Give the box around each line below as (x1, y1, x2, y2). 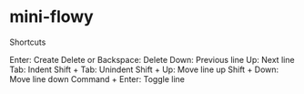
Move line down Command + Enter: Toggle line (9, 73, 185, 84)
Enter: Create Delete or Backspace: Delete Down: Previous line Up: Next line (9, 54, 295, 65)
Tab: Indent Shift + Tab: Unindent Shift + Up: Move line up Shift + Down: (9, 64, 279, 75)
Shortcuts (9, 37, 46, 47)
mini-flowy (9, 6, 94, 27)
